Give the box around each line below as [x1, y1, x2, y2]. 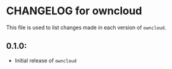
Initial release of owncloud [14, 57, 77, 64]
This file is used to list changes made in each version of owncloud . [6, 24, 167, 31]
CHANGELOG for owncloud [6, 4, 142, 18]
